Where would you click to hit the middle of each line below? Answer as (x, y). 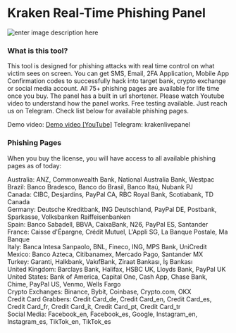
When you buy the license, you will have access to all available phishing (112, 158)
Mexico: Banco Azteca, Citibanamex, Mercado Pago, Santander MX (105, 254)
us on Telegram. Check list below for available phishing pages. (98, 111)
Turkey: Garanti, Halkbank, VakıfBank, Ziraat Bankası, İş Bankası (100, 261)
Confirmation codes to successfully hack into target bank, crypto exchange (117, 81)
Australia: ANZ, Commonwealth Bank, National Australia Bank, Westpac (111, 179)
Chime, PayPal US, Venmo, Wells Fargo (64, 284)
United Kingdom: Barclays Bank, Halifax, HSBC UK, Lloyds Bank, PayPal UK (117, 269)
